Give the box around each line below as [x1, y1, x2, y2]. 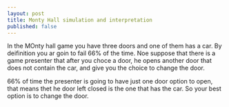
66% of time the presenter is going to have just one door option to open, [7, 77, 213, 86]
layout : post [7, 10, 45, 17]
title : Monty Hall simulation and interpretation [7, 17, 153, 23]
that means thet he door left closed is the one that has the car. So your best [7, 84, 222, 93]
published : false [7, 23, 57, 30]
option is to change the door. [7, 92, 89, 100]
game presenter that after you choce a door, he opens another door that [7, 57, 212, 65]
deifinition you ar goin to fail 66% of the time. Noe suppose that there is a [7, 49, 216, 57]
